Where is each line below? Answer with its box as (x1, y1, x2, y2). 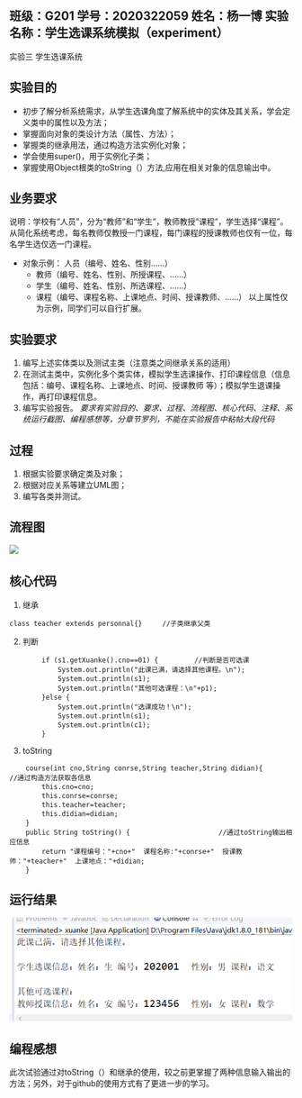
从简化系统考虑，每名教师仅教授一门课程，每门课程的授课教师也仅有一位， (9, 228, 285, 239)
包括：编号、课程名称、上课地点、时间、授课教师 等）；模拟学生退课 (22, 380, 273, 391)
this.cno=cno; (41, 782, 94, 791)
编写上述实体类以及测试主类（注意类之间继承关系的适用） (22, 358, 235, 368)
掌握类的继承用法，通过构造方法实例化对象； (22, 139, 189, 150)
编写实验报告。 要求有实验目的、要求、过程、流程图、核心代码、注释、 (22, 403, 285, 413)
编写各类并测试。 (22, 491, 86, 502)
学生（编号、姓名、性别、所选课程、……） (35, 280, 191, 291)
